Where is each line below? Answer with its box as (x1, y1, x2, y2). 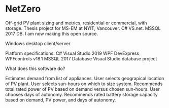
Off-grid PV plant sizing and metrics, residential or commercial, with (5, 20, 147, 26)
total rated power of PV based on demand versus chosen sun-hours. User (5, 86, 160, 92)
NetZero (5, 3, 41, 15)
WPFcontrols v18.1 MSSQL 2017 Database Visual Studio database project (5, 55, 157, 61)
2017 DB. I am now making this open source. (5, 30, 98, 37)
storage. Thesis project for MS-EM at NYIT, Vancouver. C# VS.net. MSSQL (5, 25, 161, 31)
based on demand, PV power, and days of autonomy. (5, 97, 116, 103)
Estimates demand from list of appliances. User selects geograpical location (5, 75, 164, 81)
